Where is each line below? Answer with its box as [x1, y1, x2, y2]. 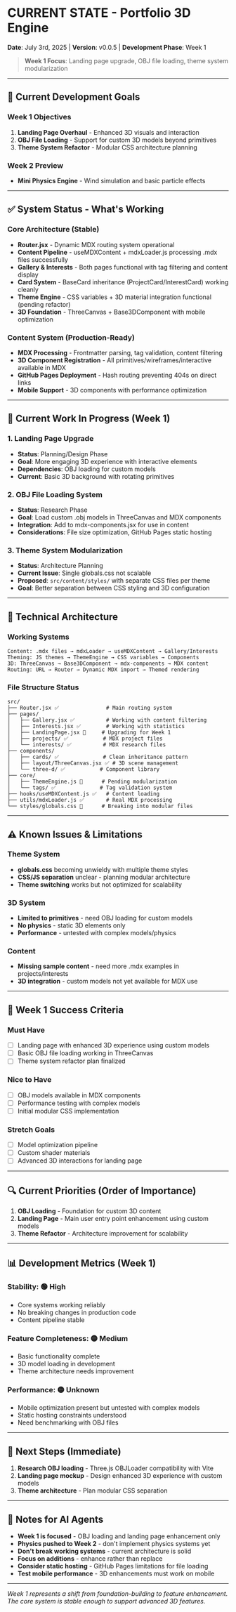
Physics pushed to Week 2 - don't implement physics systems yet [17, 1540, 211, 1548]
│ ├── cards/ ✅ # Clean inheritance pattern [7, 753, 188, 761]
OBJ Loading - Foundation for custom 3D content [17, 1207, 162, 1215]
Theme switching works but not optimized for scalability [17, 880, 183, 889]
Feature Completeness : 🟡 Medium [7, 1333, 129, 1343]
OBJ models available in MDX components [17, 1090, 141, 1099]
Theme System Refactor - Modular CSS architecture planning [17, 143, 198, 152]
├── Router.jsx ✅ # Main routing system [7, 704, 173, 712]
